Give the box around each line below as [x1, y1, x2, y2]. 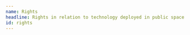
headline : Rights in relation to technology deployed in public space [5, 14, 185, 20]
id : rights [5, 20, 33, 26]
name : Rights [5, 8, 38, 15]
